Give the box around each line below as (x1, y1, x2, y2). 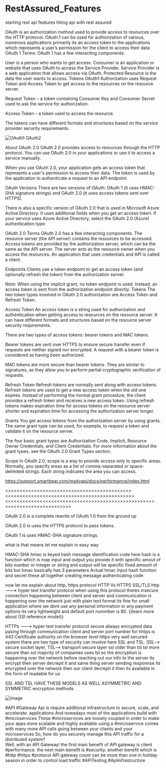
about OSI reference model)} (5, 613, 64, 619)
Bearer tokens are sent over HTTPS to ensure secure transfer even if (5, 341, 145, 347)
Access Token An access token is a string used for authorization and (5, 306, 145, 312)
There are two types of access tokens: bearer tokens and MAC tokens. (5, 331, 150, 337)
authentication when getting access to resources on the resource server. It (5, 312, 158, 318)
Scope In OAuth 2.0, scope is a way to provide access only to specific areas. (5, 458, 162, 464)
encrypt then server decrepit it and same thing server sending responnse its (5, 660, 161, 666)
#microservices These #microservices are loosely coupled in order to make (5, 715, 160, 721)
